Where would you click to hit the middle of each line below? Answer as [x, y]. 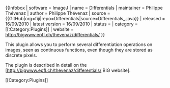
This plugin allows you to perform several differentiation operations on [79, 45]
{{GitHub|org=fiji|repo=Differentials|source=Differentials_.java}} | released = [85, 18]
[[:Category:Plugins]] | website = [39, 29]
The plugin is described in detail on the [46, 65]
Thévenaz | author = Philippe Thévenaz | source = [58, 13]
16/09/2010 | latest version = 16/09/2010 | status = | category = [72, 24]
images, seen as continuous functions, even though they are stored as [79, 50]
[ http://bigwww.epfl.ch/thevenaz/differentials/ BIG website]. [68, 70]
